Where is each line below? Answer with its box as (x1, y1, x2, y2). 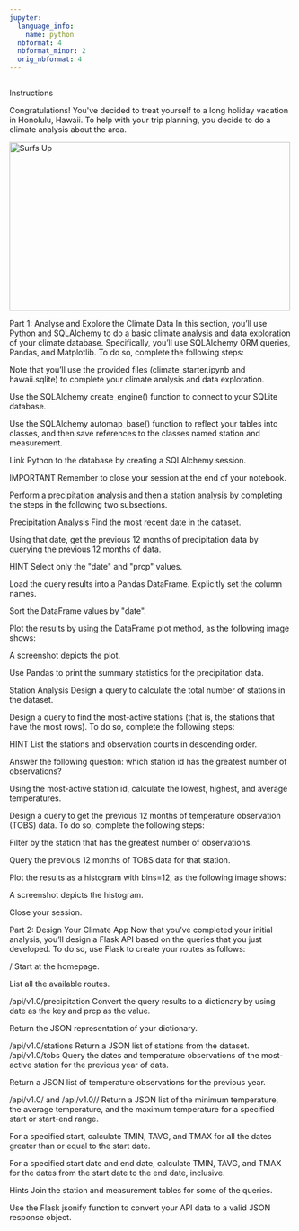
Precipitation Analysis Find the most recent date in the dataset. (9, 517, 242, 527)
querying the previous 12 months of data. (9, 544, 162, 554)
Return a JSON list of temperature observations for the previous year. (9, 1077, 267, 1087)
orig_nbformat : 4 (17, 55, 83, 64)
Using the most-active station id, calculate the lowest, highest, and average (9, 784, 288, 794)
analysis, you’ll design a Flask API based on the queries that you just (9, 934, 262, 945)
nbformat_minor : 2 (17, 47, 87, 56)
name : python (25, 30, 75, 39)
